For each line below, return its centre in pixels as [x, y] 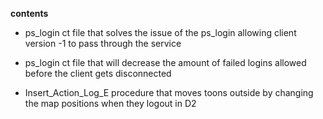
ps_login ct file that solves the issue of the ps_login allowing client [160, 32]
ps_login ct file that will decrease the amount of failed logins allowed [165, 62]
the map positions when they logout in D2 [110, 103]
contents [29, 13]
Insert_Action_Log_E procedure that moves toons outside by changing [169, 92]
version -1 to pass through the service [103, 43]
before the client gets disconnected [98, 73]
